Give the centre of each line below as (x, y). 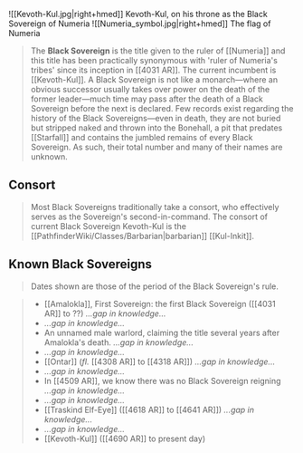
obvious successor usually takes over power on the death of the (150, 89)
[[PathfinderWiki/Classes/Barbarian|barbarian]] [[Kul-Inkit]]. (142, 236)
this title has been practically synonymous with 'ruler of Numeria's (154, 60)
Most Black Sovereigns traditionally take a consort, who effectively (155, 207)
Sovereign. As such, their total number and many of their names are (156, 147)
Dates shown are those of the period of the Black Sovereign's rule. (155, 286)
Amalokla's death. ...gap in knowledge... (118, 342)
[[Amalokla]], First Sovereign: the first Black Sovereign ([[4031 (160, 304)
